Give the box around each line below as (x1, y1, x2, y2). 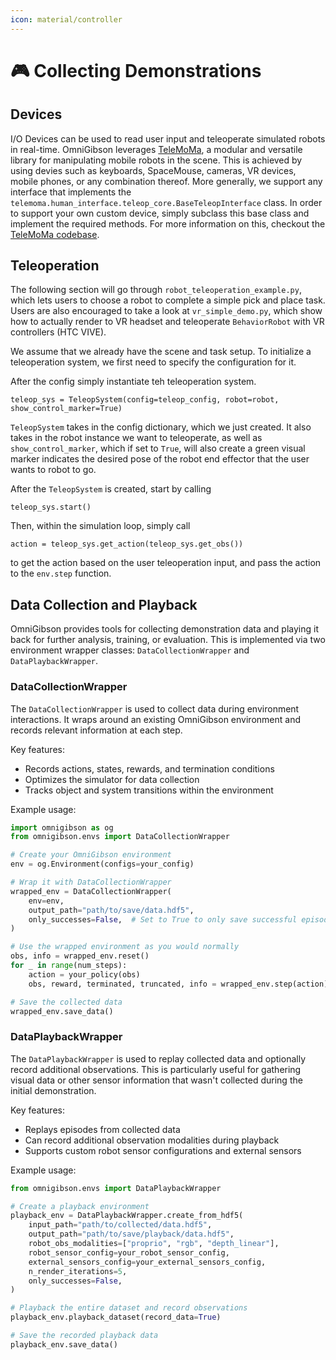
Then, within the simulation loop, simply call (10, 520, 191, 532)
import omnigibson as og (10, 822, 114, 833)
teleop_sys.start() (10, 502, 92, 513)
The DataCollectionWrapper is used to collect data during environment (10, 702, 300, 715)
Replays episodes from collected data (24, 1123, 181, 1135)
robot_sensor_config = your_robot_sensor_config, (28, 1247, 230, 1258)
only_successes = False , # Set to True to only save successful (28, 914, 298, 925)
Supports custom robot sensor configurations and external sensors (24, 1144, 302, 1156)
